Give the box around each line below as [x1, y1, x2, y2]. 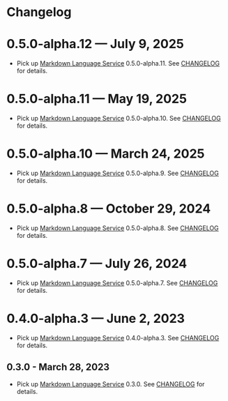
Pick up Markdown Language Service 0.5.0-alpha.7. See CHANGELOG [16, 278, 218, 287]
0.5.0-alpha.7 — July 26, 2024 [6, 256, 188, 272]
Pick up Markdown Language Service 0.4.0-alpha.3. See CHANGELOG [16, 333, 220, 342]
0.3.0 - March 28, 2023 [6, 361, 109, 373]
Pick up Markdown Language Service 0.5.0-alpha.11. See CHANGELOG [16, 59, 220, 68]
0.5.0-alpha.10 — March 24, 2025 [6, 146, 205, 162]
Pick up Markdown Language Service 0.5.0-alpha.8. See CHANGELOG [16, 224, 219, 232]
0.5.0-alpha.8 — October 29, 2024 [6, 201, 211, 217]
